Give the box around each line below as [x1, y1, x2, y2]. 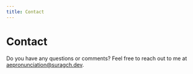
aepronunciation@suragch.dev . [6, 61, 84, 68]
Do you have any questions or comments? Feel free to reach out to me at [6, 55, 188, 62]
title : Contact [6, 8, 45, 15]
